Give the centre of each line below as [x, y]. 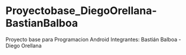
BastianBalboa [42, 23]
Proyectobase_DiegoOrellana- [81, 11]
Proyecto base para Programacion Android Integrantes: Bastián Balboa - [93, 39]
